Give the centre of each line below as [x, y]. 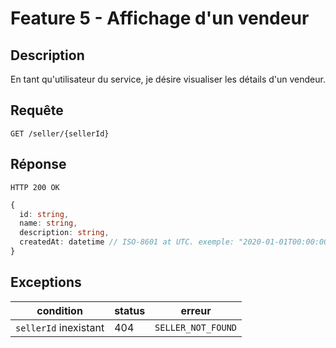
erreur [196, 310]
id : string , [44, 214]
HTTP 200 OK [35, 187]
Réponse [38, 164]
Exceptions [46, 282]
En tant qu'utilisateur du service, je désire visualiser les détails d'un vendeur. [168, 79]
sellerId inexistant [60, 327]
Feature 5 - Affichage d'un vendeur [160, 18]
